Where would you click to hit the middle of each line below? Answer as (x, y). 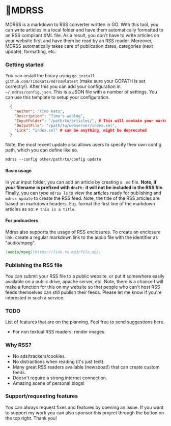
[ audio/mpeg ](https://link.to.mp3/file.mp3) (53, 252)
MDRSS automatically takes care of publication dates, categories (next (79, 46)
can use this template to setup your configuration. (58, 97)
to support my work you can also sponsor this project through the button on (85, 413)
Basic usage (19, 170)
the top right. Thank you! (31, 418)
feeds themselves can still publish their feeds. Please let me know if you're (83, 292)
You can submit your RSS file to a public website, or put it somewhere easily (85, 276)
